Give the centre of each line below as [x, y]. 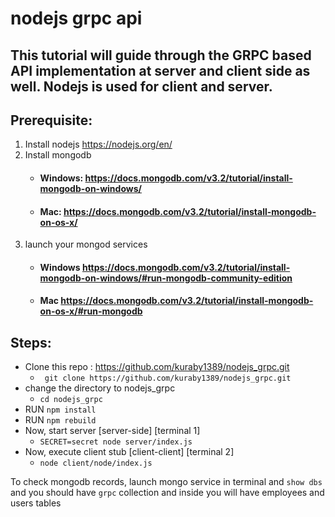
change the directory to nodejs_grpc [100, 388]
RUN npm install [60, 409]
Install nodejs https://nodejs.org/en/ [98, 144]
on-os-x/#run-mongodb [91, 311]
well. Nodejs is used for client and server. [141, 86]
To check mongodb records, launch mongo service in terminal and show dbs [166, 482]
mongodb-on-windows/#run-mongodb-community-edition [166, 278]
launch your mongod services [86, 244]
